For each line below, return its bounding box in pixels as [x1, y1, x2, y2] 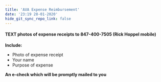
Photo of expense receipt [12, 52, 64, 58]
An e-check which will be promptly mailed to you [5, 71, 107, 77]
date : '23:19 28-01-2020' [5, 12, 58, 17]
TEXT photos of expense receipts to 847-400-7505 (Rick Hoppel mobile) [5, 31, 157, 37]
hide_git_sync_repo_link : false [5, 16, 71, 21]
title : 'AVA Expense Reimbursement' [5, 7, 80, 12]
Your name [12, 57, 34, 62]
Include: [5, 42, 23, 48]
